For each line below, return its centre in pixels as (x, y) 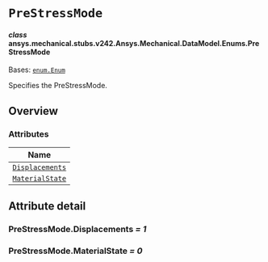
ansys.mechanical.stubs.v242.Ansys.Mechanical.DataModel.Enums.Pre (134, 43)
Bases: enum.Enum (37, 70)
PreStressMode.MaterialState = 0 (75, 251)
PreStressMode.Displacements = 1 (77, 230)
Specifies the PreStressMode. (58, 86)
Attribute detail (47, 207)
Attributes (29, 133)
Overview (33, 111)
